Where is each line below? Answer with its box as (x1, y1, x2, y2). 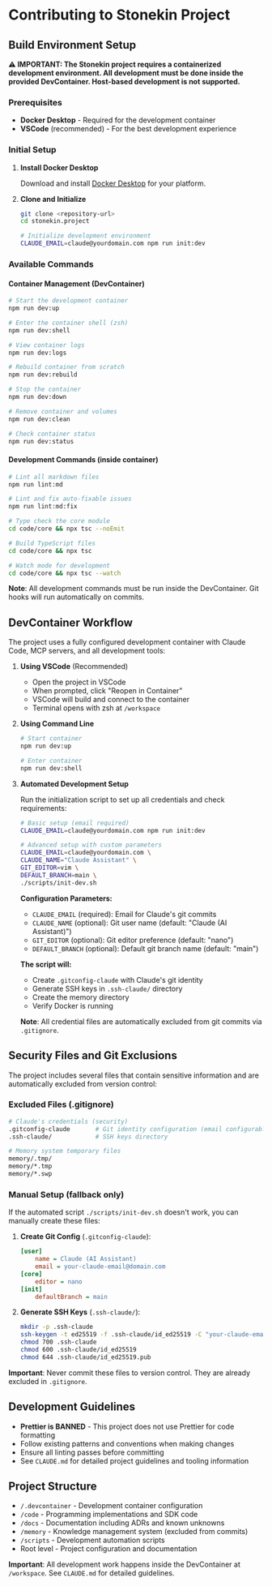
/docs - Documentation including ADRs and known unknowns (19, 1518, 225, 1528)
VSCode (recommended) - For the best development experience (19, 124, 237, 134)
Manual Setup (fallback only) (8, 1189, 125, 1200)
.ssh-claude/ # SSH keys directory (8, 1133, 168, 1141)
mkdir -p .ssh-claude (19, 1323, 93, 1331)
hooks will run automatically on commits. (8, 592, 144, 602)
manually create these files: (8, 1216, 100, 1226)
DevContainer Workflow (8, 615, 134, 629)
